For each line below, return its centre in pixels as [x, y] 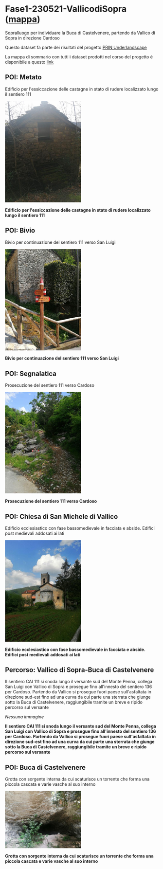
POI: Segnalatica [31, 373]
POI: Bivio [20, 230]
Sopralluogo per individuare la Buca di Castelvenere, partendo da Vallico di [80, 33]
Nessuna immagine [25, 717]
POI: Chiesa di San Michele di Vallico [62, 516]
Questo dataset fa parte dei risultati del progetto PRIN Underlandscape [76, 47]
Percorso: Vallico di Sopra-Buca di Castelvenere [80, 670]
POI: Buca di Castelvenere [45, 767]
